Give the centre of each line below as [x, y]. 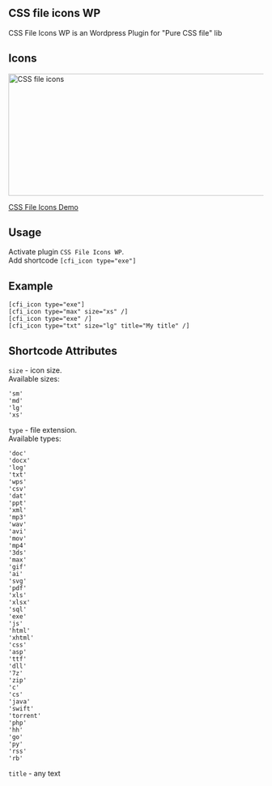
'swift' [21, 709]
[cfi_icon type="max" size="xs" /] [68, 312]
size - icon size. [35, 370]
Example [31, 286]
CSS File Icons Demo [43, 207]
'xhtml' [21, 638]
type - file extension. [43, 430]
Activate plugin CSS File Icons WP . [66, 252]
